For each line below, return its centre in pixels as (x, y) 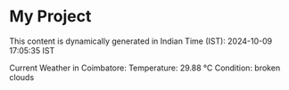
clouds (22, 77)
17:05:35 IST (32, 50)
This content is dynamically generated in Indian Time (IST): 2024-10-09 (141, 41)
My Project (50, 16)
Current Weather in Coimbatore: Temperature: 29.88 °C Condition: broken (145, 68)
